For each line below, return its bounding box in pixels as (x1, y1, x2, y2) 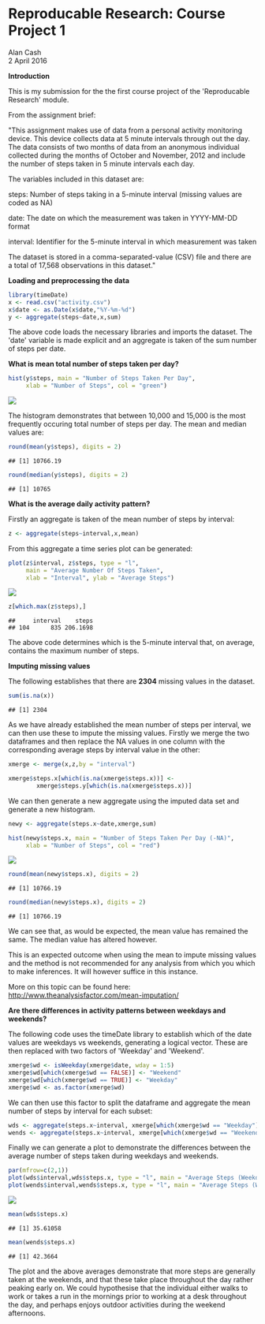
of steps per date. (8, 344, 66, 353)
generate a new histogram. (8, 804, 96, 814)
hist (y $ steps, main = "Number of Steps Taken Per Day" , (8, 375, 196, 382)
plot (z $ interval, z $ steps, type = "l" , (8, 559, 140, 567)
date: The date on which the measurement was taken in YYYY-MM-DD (8, 213, 238, 222)
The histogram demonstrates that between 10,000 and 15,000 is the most (8, 411, 246, 420)
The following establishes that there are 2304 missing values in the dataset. (8, 677, 255, 686)
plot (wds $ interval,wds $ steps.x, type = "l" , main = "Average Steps (8, 1174, 235, 1182)
